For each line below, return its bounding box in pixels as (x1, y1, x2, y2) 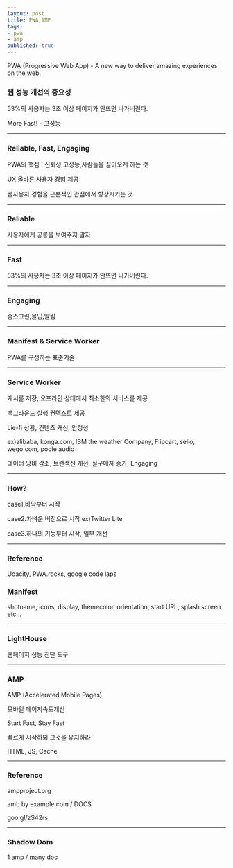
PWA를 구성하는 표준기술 (7, 353, 75, 361)
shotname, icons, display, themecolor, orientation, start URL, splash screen (7, 602, 221, 611)
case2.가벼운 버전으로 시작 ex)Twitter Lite (7, 515, 123, 523)
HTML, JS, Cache (7, 747, 58, 755)
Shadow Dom (7, 837, 53, 846)
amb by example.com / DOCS (7, 799, 92, 808)
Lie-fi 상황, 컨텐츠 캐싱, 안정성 (7, 424, 89, 432)
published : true (7, 42, 54, 49)
